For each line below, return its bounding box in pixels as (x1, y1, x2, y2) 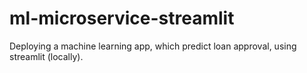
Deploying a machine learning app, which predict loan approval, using (9, 40, 297, 52)
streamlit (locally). (9, 50, 84, 62)
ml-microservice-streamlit (9, 7, 235, 30)
